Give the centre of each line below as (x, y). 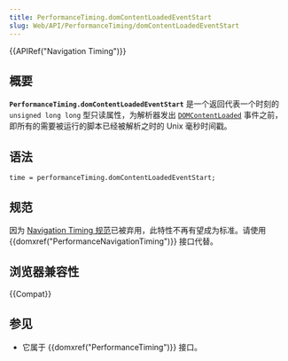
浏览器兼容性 (44, 272)
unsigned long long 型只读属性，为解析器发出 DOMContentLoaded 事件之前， (146, 115)
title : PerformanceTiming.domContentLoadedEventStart (111, 17)
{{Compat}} (30, 294)
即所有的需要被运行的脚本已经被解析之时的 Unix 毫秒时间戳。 (121, 126)
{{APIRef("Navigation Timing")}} (68, 51)
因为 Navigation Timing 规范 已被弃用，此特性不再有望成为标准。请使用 (138, 230)
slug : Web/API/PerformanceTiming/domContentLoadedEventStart (125, 26)
